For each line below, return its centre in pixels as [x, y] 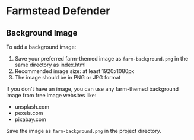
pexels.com [29, 113]
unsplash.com [32, 107]
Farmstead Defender [58, 11]
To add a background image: [41, 47]
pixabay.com [30, 119]
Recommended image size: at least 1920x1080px [74, 71]
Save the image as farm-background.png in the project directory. [84, 131]
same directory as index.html [50, 65]
